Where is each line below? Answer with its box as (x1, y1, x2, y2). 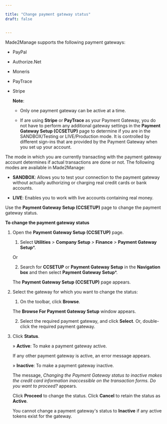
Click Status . (12, 333, 40, 339)
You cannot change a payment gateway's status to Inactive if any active (12, 407, 162, 413)
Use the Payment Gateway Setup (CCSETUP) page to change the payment (5, 204, 161, 210)
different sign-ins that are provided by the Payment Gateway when (20, 138, 158, 145)
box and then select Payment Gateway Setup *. (20, 269, 118, 275)
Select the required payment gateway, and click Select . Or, (20, 318, 142, 324)
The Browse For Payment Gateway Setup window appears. (12, 308, 136, 314)
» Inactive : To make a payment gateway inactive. (12, 362, 114, 368)
